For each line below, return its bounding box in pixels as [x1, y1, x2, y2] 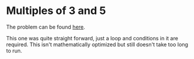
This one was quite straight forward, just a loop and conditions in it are [6, 34, 179, 41]
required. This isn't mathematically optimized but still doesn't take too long [6, 41, 189, 48]
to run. [6, 47, 23, 54]
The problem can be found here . [6, 23, 85, 30]
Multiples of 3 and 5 [6, 4, 106, 18]
